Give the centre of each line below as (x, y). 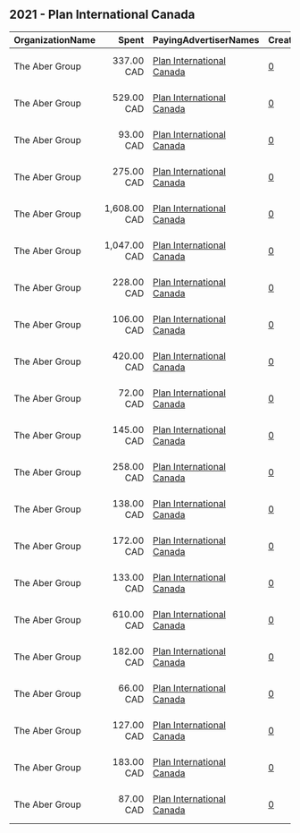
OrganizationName (55, 39)
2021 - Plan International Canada (102, 15)
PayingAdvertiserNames (206, 39)
